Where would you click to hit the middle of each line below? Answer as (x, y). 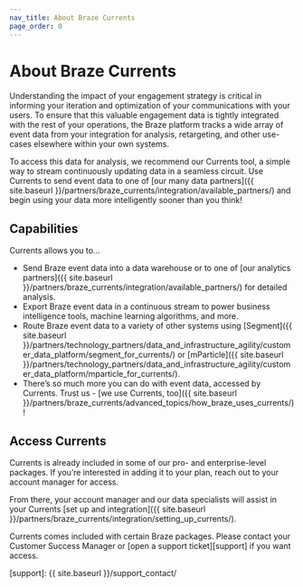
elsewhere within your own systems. (101, 144)
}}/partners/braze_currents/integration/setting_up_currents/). (123, 519)
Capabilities (44, 229)
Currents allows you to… (55, 251)
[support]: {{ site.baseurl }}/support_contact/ (93, 573)
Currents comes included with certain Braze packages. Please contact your (150, 536)
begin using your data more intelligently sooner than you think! (126, 200)
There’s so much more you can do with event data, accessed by (142, 384)
